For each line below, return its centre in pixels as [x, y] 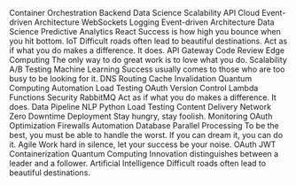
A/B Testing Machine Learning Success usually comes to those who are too [147, 69]
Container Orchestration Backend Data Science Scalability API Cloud [134, 13]
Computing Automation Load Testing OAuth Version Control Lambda [134, 88]
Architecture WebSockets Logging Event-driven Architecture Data [154, 22]
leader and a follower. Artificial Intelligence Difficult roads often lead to [138, 163]
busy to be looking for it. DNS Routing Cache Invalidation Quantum [131, 78]
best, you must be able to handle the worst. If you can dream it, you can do [146, 135]
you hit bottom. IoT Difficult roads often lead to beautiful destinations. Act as [148, 41]
